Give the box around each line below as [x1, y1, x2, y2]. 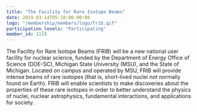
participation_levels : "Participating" [6, 25, 107, 32]
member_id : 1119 [6, 31, 47, 37]
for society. [6, 99, 34, 106]
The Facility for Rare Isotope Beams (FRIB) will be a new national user [6, 48, 179, 55]
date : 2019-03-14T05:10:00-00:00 [6, 14, 90, 20]
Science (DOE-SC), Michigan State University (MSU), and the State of [6, 61, 180, 68]
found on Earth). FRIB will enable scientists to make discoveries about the [6, 79, 189, 87]
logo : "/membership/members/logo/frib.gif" [6, 20, 117, 26]
